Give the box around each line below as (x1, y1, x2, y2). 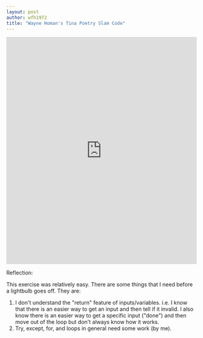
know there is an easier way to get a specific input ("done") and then (14, 312, 187, 319)
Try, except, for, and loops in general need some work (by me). (14, 325, 172, 332)
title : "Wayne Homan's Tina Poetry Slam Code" (6, 20, 126, 26)
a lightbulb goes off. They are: (6, 287, 81, 294)
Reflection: (6, 269, 33, 276)
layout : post (6, 8, 39, 15)
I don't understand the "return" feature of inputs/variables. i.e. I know (14, 299, 187, 307)
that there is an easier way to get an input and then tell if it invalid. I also (14, 305, 194, 313)
